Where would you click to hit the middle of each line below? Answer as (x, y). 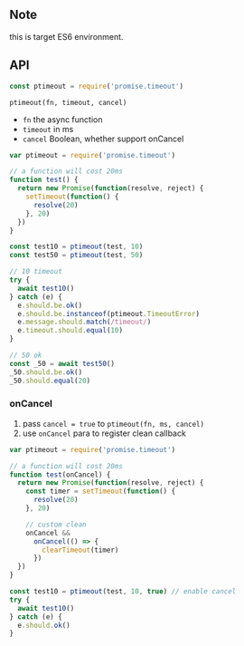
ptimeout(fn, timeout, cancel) (68, 102)
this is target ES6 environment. (66, 36)
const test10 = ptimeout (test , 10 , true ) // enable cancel (123, 592)
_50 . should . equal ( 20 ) (50, 381)
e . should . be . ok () (50, 305)
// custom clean (56, 525)
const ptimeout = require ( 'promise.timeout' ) (96, 86)
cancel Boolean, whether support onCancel (103, 139)
